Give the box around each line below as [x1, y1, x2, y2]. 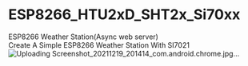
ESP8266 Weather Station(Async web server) [8, 32, 158, 41]
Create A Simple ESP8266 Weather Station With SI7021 [8, 40, 190, 49]
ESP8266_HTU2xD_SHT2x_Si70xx [8, 6, 241, 24]
